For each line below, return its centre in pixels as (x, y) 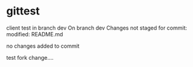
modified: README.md (35, 34)
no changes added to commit (43, 46)
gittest (23, 11)
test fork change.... (30, 57)
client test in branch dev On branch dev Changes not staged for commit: (97, 28)
